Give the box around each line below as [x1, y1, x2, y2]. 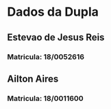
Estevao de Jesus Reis [7, 32, 105, 43]
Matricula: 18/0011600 [7, 93, 84, 103]
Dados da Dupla [7, 4, 99, 20]
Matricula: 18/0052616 [7, 52, 84, 62]
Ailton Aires [7, 73, 59, 84]
